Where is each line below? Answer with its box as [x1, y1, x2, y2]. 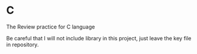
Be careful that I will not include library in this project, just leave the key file [6, 34, 192, 42]
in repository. [6, 41, 39, 48]
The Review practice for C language [6, 23, 95, 30]
